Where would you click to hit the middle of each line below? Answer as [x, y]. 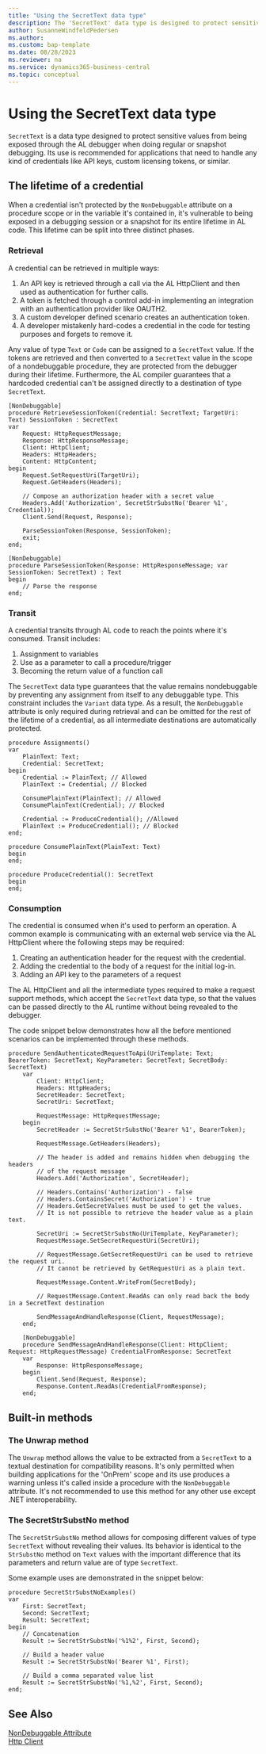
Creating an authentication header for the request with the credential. [133, 958]
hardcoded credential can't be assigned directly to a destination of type [125, 383]
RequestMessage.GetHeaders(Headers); [99, 1144]
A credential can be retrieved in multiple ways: [84, 268]
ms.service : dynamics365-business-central [79, 67]
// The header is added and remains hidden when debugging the [143, 1158]
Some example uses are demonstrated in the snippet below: [106, 1578]
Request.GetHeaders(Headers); [72, 482]
